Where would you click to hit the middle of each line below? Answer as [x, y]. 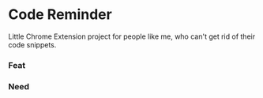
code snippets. [32, 44]
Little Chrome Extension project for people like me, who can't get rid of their [131, 36]
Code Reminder [60, 15]
